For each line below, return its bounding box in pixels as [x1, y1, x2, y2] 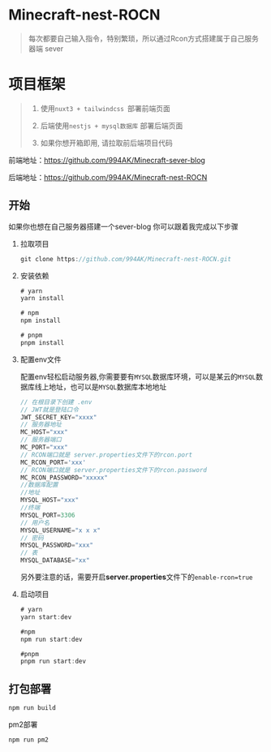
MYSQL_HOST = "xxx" [19, 496, 80, 505]
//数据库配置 [19, 481, 58, 489]
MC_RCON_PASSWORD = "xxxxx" [19, 473, 108, 482]
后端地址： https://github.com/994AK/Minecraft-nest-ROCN [8, 172, 208, 182]
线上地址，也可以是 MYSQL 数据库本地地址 [34, 381, 167, 391]
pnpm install [19, 338, 65, 346]
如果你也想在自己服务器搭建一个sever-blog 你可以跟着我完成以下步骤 [8, 221, 239, 231]
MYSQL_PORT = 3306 [19, 511, 75, 519]
